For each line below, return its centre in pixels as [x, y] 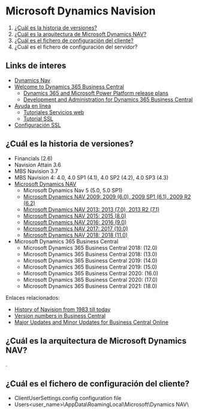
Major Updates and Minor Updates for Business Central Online [91, 322]
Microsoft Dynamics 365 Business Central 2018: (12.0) [90, 248]
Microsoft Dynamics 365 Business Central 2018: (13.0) [90, 254]
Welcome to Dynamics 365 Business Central [69, 87]
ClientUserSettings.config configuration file [68, 398]
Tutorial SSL [38, 118]
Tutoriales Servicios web [54, 112]
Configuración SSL [37, 125]
